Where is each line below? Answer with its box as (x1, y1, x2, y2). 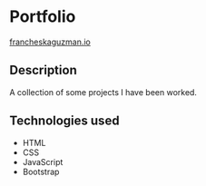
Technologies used (9, 113, 120, 129)
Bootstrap (22, 166, 60, 177)
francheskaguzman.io (9, 36, 91, 47)
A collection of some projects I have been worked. (9, 86, 198, 97)
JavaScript (22, 156, 64, 167)
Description (9, 63, 77, 78)
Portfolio (9, 6, 76, 27)
